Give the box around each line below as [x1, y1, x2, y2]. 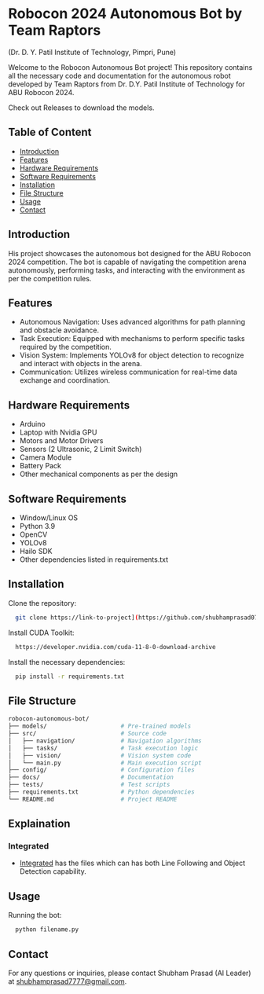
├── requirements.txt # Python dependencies [8, 788, 195, 796]
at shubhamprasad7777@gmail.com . [8, 976, 127, 986]
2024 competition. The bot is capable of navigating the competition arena [8, 257, 247, 266]
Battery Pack [19, 461, 61, 471]
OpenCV [19, 530, 48, 539]
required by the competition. [19, 343, 112, 352]
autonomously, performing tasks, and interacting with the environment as [8, 265, 245, 275]
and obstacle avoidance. [19, 325, 100, 335]
